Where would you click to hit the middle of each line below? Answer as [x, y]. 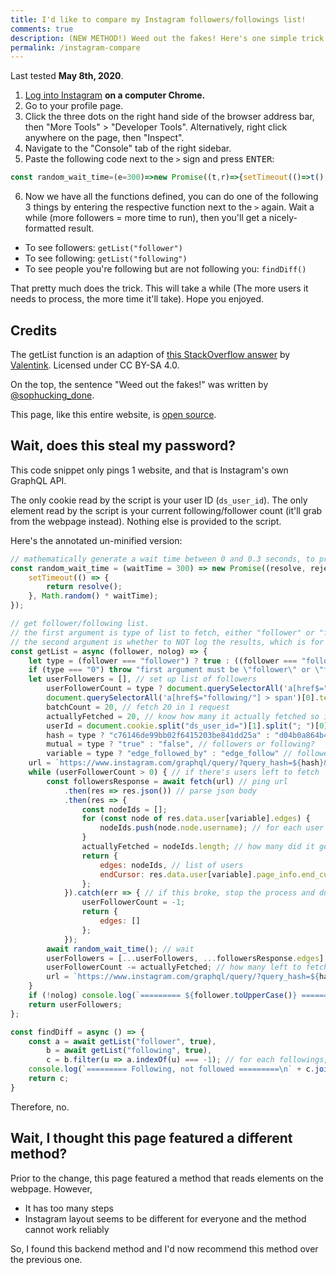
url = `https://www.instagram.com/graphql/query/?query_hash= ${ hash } [176, 763]
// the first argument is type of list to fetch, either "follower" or [162, 632]
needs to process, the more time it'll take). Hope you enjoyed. [137, 299]
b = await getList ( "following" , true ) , [129, 1051]
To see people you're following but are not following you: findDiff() [165, 269]
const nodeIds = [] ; [124, 809]
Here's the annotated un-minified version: [96, 540]
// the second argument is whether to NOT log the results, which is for [167, 642]
